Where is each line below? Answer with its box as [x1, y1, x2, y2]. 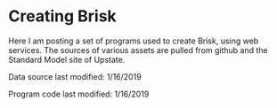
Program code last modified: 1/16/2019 [8, 89, 150, 99]
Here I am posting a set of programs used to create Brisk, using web [8, 35, 259, 46]
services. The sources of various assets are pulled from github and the [8, 44, 268, 55]
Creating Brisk [8, 6, 117, 27]
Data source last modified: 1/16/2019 [8, 71, 142, 81]
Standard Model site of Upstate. [8, 54, 126, 65]
